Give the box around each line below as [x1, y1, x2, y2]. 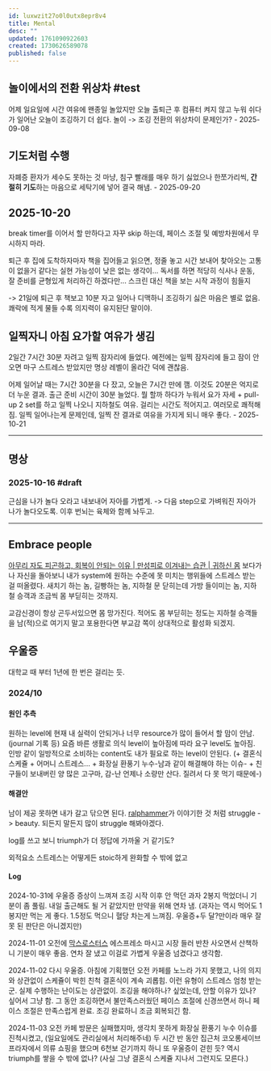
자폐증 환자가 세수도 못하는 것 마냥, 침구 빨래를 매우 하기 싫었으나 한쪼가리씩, [8, 171, 249, 182]
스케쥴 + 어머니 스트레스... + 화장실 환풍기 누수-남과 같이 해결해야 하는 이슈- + [8, 758, 254, 768]
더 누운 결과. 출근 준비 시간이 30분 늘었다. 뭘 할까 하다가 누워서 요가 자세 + [8, 390, 243, 400]
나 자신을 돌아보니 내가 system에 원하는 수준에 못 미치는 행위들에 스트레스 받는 [8, 570, 256, 580]
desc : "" [8, 27, 38, 35]
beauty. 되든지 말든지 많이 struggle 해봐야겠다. [15, 818, 164, 828]
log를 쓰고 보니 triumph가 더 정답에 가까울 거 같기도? [8, 835, 175, 845]
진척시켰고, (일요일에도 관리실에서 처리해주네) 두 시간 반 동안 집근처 [8, 1033, 220, 1043]
